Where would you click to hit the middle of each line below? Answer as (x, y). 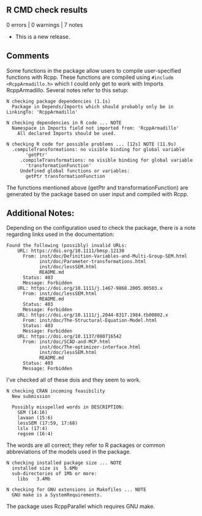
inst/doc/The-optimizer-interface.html (90, 347)
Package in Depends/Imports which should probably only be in (93, 106)
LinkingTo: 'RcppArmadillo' (42, 112)
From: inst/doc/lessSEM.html (60, 294)
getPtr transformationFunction (65, 176)
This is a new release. (43, 37)
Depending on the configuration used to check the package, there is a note (101, 228)
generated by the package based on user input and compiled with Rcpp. (97, 194)
